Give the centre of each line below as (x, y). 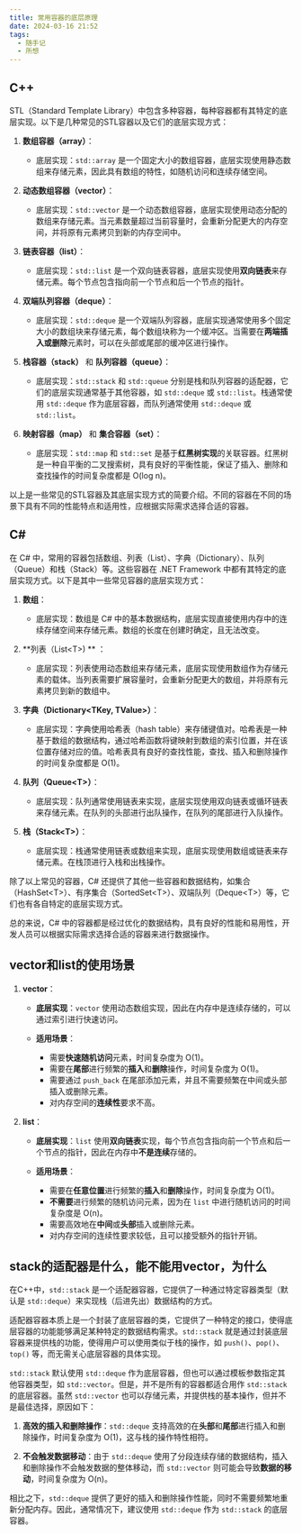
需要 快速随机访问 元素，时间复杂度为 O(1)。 (129, 1057)
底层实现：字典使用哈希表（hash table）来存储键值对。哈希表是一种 (161, 729)
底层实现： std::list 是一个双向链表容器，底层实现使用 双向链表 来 (157, 270)
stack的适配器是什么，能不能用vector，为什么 (138, 1266)
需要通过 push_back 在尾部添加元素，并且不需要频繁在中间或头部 (168, 1080)
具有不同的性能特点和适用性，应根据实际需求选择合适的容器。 (139, 506)
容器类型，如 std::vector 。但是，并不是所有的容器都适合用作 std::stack (152, 1384)
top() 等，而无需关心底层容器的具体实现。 (88, 1354)
